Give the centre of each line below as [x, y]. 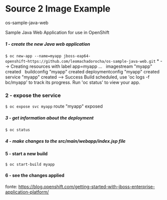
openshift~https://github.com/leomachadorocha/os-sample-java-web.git [80, 61]
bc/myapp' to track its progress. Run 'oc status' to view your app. [73, 82]
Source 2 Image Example [58, 9]
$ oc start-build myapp [30, 164]
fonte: [11, 186]
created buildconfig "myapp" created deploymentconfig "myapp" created [82, 71]
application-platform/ [27, 192]
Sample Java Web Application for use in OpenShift [57, 32]
